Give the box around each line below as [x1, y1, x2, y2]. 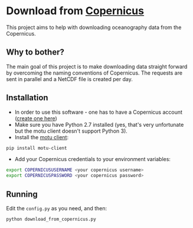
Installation [6, 93, 48, 103]
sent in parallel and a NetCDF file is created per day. [6, 75, 133, 82]
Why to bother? [6, 47, 65, 57]
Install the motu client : [14, 133, 69, 140]
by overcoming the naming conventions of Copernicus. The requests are [6, 69, 183, 76]
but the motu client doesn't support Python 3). [14, 127, 128, 134]
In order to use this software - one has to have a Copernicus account [14, 108, 183, 115]
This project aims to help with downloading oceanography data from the [6, 24, 182, 31]
